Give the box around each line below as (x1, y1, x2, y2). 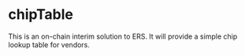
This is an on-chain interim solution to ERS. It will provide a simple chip (8, 32, 238, 41)
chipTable (8, 6, 73, 24)
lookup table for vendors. (8, 39, 91, 49)
